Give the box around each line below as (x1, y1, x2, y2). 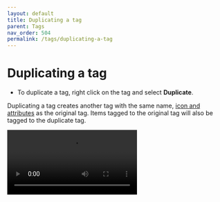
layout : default (7, 10, 54, 17)
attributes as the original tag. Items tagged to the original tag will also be (7, 109, 213, 117)
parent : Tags (7, 23, 45, 30)
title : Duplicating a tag (7, 17, 82, 23)
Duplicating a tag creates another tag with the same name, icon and (7, 101, 201, 110)
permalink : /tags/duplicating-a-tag (7, 36, 113, 43)
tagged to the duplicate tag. (7, 117, 86, 125)
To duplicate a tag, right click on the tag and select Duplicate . (17, 88, 194, 97)
